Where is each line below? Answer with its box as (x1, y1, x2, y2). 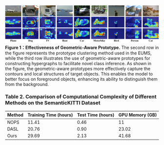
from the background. (5, 81, 49, 87)
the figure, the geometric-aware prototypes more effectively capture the (5, 66, 150, 72)
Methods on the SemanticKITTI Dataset (5, 99, 101, 106)
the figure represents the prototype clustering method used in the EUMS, (5, 50, 152, 56)
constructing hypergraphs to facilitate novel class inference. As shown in (5, 60, 152, 66)
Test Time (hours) (77, 112, 115, 118)
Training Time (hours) (27, 112, 73, 118)
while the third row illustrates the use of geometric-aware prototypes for (5, 55, 150, 61)
